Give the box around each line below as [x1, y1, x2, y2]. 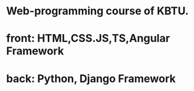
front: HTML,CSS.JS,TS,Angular [6, 32, 171, 45]
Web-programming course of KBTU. [6, 4, 189, 18]
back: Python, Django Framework [6, 72, 176, 85]
